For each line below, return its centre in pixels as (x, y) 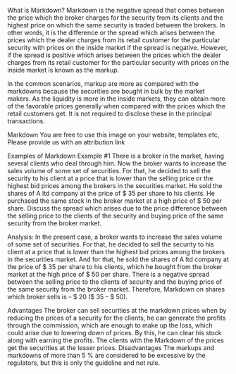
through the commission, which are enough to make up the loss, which (110, 325)
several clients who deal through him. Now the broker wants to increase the (117, 163)
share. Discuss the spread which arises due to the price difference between (117, 208)
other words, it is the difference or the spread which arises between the (111, 32)
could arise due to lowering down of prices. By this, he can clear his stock (114, 333)
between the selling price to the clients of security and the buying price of (115, 282)
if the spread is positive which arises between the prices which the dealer (114, 55)
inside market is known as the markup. (63, 70)
